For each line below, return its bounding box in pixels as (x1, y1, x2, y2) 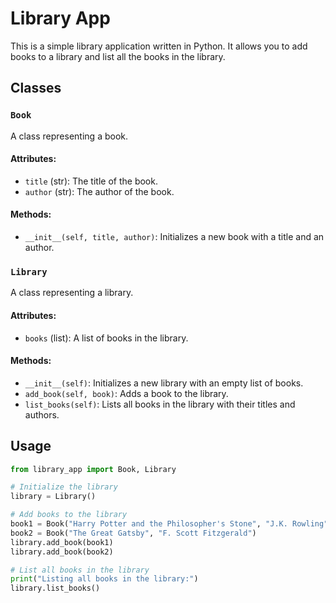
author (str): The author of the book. (24, 185, 175, 197)
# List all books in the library (10, 565, 150, 575)
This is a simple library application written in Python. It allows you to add (10, 40, 308, 52)
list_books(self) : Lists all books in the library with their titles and (24, 398, 296, 410)
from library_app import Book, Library (10, 464, 177, 474)
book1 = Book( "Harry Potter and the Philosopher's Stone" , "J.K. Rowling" (10, 519, 329, 529)
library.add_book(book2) (10, 547, 114, 557)
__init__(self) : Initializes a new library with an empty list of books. (24, 377, 304, 389)
